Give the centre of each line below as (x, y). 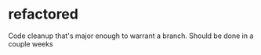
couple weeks (31, 43)
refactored (43, 14)
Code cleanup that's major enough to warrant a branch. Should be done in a (131, 36)
